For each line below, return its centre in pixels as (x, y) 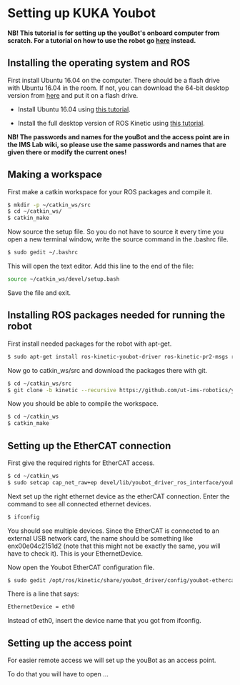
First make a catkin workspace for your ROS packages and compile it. (110, 191)
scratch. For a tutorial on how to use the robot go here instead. (102, 40)
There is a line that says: (43, 594)
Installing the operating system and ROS (99, 63)
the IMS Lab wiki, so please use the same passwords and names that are (117, 144)
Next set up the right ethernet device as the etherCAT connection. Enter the (119, 496)
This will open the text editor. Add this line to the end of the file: (101, 266)
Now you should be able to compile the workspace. (83, 404)
